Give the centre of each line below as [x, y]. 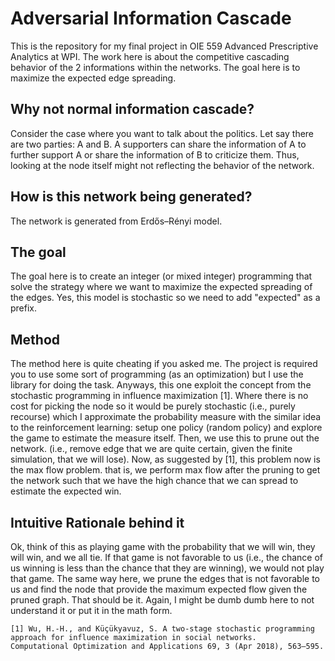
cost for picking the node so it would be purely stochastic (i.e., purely [153, 406]
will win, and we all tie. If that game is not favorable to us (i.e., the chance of [167, 557]
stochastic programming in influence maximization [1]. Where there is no [159, 396]
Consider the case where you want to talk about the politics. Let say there [162, 133]
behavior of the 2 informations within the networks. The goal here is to [155, 67]
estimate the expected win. [66, 491]
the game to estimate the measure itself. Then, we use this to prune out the [165, 438]
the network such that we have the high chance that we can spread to [154, 481]
